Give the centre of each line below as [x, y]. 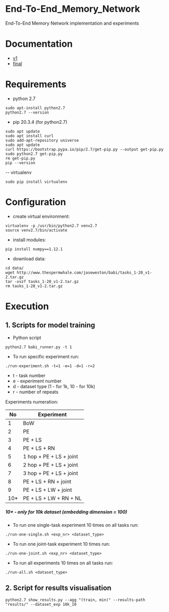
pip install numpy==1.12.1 [34, 249]
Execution [27, 306]
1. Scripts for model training [50, 325]
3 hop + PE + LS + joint [50, 473]
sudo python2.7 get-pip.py [34, 154]
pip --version [20, 163]
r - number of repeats [36, 392]
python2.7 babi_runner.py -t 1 [39, 347]
